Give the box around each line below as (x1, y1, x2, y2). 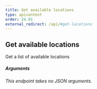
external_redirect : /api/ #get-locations (5, 21, 93, 27)
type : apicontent (5, 12, 42, 17)
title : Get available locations (5, 7, 74, 13)
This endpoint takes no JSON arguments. (5, 78, 92, 84)
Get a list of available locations (5, 54, 70, 60)
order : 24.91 (5, 17, 33, 22)
